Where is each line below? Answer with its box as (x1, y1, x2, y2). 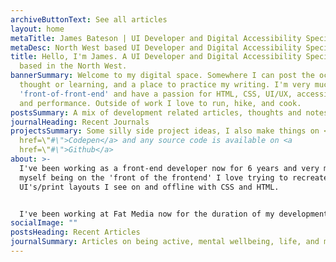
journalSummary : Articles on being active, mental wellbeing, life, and (10, 237, 320, 247)
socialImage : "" (10, 218, 78, 228)
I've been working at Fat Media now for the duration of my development (19, 209, 329, 219)
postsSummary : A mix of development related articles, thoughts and (10, 107, 302, 118)
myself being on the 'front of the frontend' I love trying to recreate (19, 172, 329, 183)
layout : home (10, 24, 65, 34)
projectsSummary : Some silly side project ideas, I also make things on (10, 126, 320, 136)
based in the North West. (19, 61, 128, 71)
